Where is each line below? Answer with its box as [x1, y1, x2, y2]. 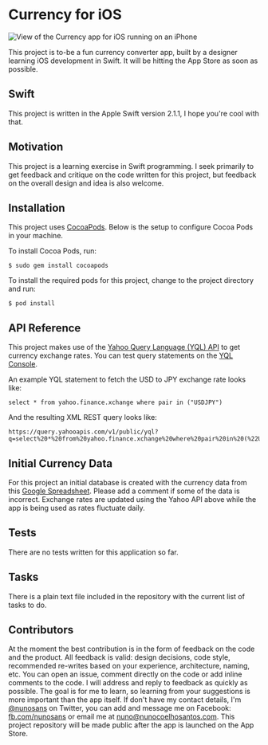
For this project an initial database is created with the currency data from [8, 478, 247, 487]
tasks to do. [8, 600, 47, 610]
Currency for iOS [8, 6, 122, 24]
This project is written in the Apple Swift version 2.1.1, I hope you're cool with [8, 108, 259, 118]
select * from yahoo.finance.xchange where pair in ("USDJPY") [8, 398, 223, 407]
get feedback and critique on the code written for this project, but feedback [8, 170, 257, 179]
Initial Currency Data [8, 457, 113, 470]
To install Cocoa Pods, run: [8, 246, 97, 256]
